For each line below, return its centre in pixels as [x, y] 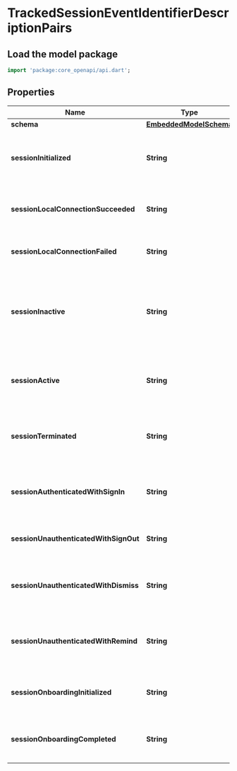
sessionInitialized [41, 158]
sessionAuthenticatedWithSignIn [68, 491]
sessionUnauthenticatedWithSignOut [75, 538]
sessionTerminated [44, 436]
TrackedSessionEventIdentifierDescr [118, 13]
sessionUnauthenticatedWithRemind [74, 641]
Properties [31, 92]
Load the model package [63, 54]
